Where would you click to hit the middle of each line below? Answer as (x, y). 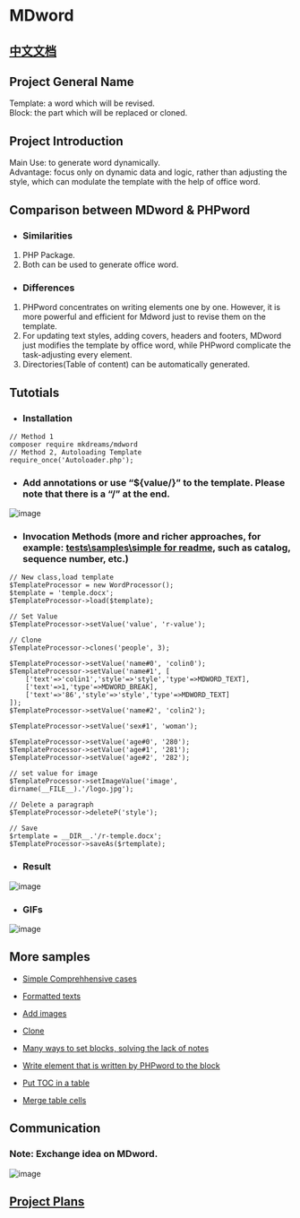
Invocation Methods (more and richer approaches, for (141, 537)
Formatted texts (51, 996)
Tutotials (34, 392)
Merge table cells (54, 1100)
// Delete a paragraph (51, 805)
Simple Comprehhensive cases (79, 979)
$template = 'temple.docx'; (62, 593)
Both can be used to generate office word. (100, 264)
